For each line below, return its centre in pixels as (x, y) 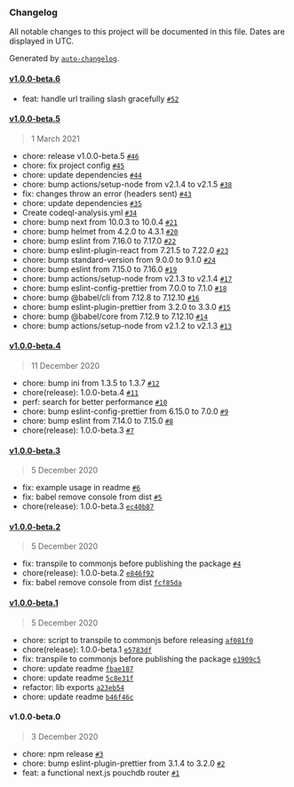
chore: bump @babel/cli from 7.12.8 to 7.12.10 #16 (111, 297)
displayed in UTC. (42, 41)
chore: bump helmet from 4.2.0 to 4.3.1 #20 (100, 231)
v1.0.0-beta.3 (35, 450)
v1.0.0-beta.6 (35, 78)
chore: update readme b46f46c (78, 696)
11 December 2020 (65, 365)
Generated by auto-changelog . (64, 59)
